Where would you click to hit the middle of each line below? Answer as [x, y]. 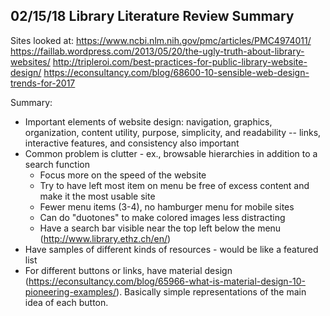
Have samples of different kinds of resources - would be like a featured [171, 249]
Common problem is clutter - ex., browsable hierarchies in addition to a [171, 153]
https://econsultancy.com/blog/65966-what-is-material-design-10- [167, 281]
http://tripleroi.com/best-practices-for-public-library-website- [180, 61]
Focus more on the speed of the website [123, 175]
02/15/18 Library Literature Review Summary [152, 16]
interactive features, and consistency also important [132, 143]
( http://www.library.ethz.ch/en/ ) [105, 238]
